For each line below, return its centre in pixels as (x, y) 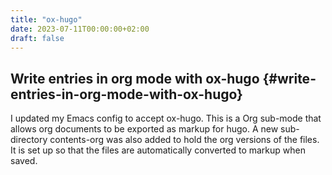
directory (29, 140)
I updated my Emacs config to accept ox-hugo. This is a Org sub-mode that (166, 118)
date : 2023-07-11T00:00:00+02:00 (80, 29)
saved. (24, 161)
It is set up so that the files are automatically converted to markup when (158, 150)
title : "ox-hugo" (46, 19)
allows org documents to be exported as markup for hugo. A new (144, 129)
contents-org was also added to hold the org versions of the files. (184, 140)
